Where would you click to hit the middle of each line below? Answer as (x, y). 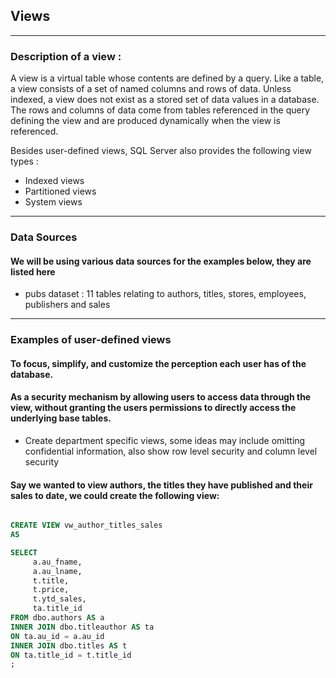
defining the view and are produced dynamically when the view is (145, 121)
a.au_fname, (57, 562)
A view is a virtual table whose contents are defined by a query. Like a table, (167, 78)
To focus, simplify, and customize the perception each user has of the (158, 363)
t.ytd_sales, (59, 599)
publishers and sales (67, 305)
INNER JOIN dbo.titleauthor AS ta (82, 627)
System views (53, 202)
